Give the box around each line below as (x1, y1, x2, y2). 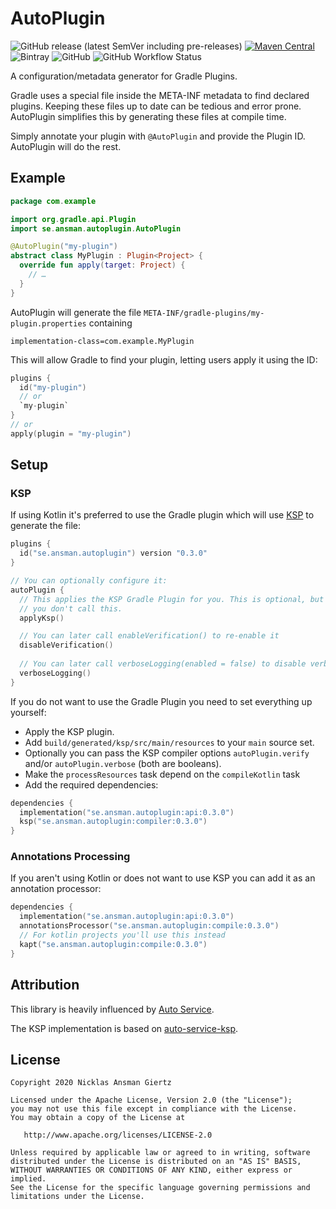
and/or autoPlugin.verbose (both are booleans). (24, 757, 222, 769)
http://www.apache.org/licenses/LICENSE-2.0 (23, 1130, 213, 1141)
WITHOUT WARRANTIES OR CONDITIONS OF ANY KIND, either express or (10, 1165, 293, 1176)
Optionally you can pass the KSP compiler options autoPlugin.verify (24, 747, 310, 759)
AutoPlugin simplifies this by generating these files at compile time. (10, 110, 287, 122)
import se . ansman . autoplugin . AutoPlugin (10, 223, 182, 234)
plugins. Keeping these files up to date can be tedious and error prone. (10, 100, 302, 112)
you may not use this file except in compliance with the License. (10, 1104, 298, 1114)
